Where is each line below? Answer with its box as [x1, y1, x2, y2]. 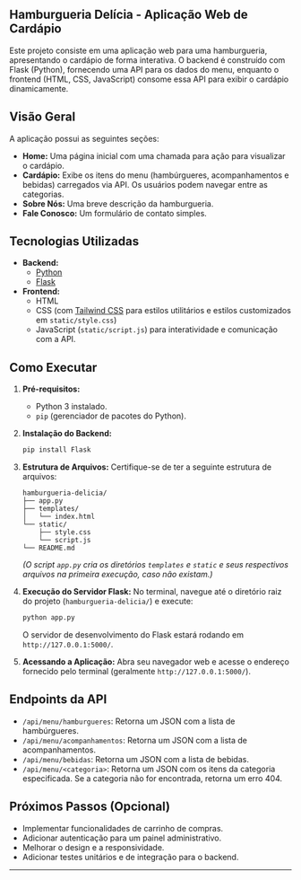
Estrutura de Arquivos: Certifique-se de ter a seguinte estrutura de [21, 462, 271, 472]
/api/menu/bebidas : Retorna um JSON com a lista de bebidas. [21, 753, 249, 764]
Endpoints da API [9, 691, 107, 708]
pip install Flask [21, 445, 91, 454]
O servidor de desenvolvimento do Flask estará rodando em [21, 629, 245, 640]
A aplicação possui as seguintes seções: [9, 133, 159, 144]
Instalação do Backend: [21, 428, 112, 439]
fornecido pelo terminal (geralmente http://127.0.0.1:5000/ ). [21, 666, 251, 676]
